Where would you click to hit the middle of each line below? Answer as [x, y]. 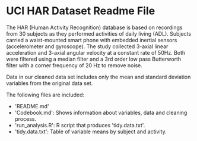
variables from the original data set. [50, 83]
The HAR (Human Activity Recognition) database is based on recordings [94, 27]
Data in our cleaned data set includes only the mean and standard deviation [99, 77]
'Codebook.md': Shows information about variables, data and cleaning [101, 112]
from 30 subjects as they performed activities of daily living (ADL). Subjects [99, 33]
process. [26, 119]
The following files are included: [45, 95]
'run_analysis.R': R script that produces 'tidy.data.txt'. [80, 125]
